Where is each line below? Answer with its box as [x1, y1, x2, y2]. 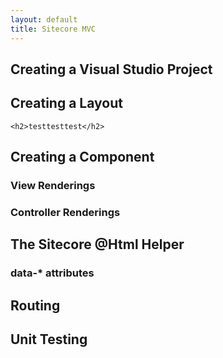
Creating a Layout [10, 95, 123, 112]
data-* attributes [10, 266, 95, 280]
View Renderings [10, 179, 96, 193]
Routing [10, 297, 61, 314]
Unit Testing [10, 331, 88, 348]
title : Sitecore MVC [10, 24, 97, 34]
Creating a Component [10, 149, 155, 166]
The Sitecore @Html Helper [10, 236, 185, 253]
